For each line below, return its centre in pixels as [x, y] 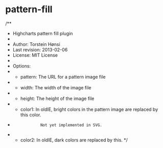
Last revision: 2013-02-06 [40, 50]
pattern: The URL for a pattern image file [63, 77]
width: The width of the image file [56, 87]
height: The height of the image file [57, 98]
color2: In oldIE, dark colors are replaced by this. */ [74, 140]
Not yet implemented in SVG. [71, 125]
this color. [31, 115]
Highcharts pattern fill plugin [43, 33]
